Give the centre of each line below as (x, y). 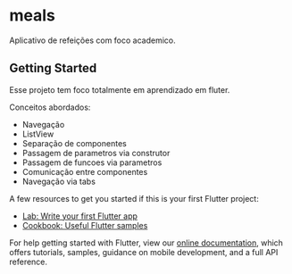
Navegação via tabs (59, 181)
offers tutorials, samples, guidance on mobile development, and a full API (144, 252)
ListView (38, 134)
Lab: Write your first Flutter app (80, 216)
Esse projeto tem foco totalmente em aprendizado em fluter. (120, 89)
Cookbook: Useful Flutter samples (85, 225)
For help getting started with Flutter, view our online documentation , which (146, 243)
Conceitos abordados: (50, 107)
